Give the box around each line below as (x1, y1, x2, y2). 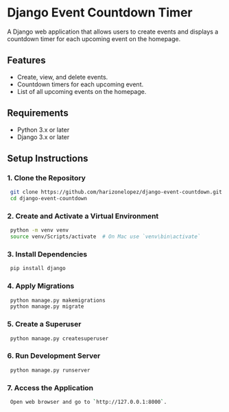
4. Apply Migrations (7, 281, 75, 291)
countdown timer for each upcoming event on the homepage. (7, 34, 181, 43)
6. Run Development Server (7, 351, 101, 361)
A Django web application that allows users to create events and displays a (7, 27, 219, 36)
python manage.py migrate (10, 303, 84, 310)
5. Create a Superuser (7, 319, 82, 329)
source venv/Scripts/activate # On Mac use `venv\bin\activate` (10, 233, 201, 241)
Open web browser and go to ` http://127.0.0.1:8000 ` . (10, 398, 167, 405)
